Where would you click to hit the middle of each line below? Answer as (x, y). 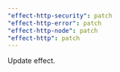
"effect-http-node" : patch (53, 30)
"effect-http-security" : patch (60, 16)
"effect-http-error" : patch (55, 23)
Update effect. (31, 61)
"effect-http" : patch (44, 38)
